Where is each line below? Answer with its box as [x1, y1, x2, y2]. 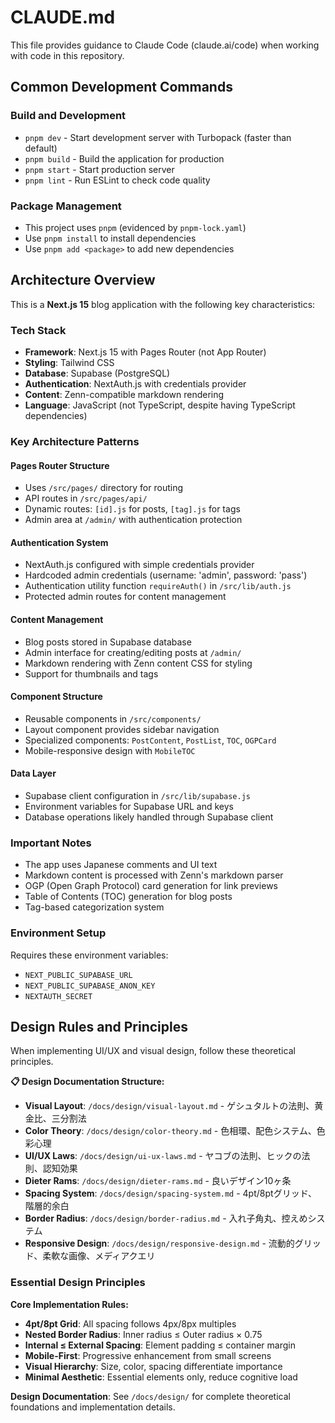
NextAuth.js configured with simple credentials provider [24, 559, 255, 571]
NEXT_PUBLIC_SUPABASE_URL [24, 970, 133, 980]
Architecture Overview [10, 272, 156, 289]
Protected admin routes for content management [24, 591, 227, 603]
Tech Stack [10, 323, 67, 337]
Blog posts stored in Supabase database [24, 636, 192, 648]
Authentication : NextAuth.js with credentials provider [24, 378, 247, 390]
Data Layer [10, 767, 57, 780]
